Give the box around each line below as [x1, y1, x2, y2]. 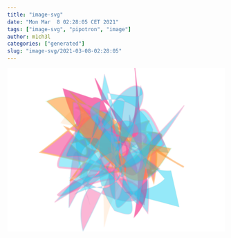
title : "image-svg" [7, 11, 64, 18]
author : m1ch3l [7, 33, 51, 40]
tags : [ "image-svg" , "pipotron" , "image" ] [7, 26, 131, 33]
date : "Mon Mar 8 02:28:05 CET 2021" [7, 18, 119, 26]
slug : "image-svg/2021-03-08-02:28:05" [7, 48, 122, 55]
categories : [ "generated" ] [7, 40, 85, 48]
